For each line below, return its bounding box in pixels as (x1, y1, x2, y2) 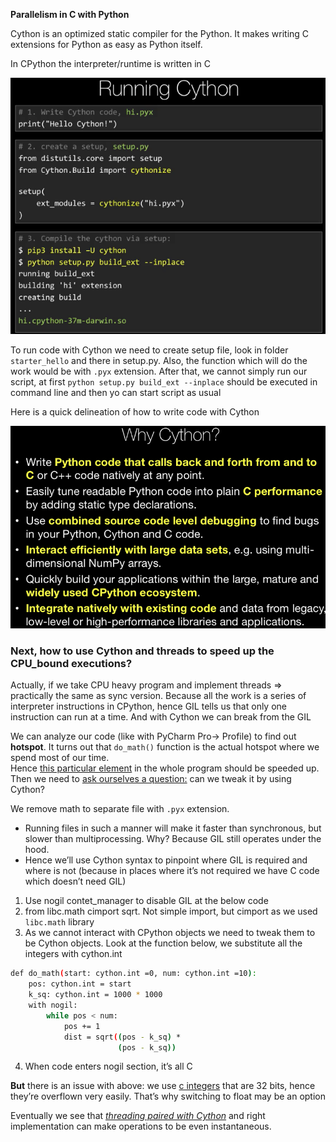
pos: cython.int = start (28, 979, 132, 989)
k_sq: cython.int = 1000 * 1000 (28, 990, 163, 1000)
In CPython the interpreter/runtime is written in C (10, 58, 211, 69)
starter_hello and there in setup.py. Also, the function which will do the (10, 354, 308, 366)
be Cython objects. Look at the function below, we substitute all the (24, 937, 303, 949)
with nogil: (28, 1000, 78, 1011)
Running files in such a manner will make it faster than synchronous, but (24, 822, 322, 834)
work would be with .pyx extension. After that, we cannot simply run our (10, 365, 308, 377)
